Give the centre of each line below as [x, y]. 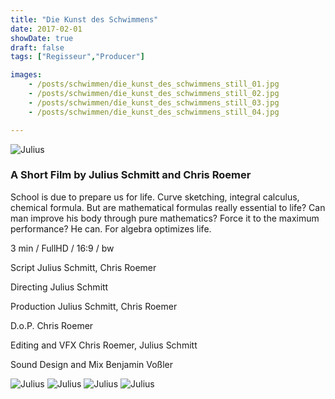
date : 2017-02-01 [46, 29]
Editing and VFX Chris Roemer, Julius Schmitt [104, 345]
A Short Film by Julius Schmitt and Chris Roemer [131, 175]
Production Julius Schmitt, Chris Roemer [94, 306]
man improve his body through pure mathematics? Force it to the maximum [165, 218]
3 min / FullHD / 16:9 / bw [62, 248]
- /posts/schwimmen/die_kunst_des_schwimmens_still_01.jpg [154, 84]
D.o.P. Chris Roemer [52, 325]
